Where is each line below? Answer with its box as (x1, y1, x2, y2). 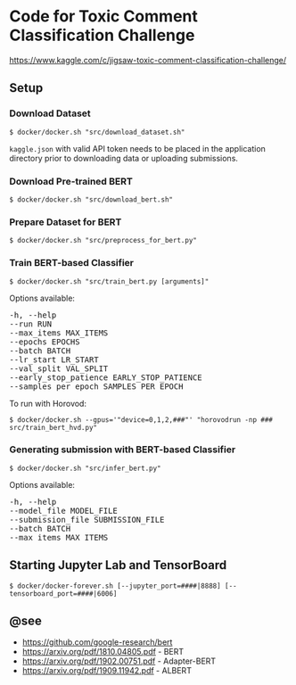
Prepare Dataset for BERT (9, 216, 122, 228)
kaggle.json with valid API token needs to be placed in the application (9, 143, 266, 153)
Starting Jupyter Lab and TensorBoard (9, 557, 227, 573)
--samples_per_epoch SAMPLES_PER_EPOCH (9, 381, 184, 392)
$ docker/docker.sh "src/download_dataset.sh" (9, 128, 185, 136)
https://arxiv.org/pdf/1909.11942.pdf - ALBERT (21, 665, 192, 676)
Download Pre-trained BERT (9, 175, 134, 187)
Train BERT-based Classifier (9, 257, 134, 269)
